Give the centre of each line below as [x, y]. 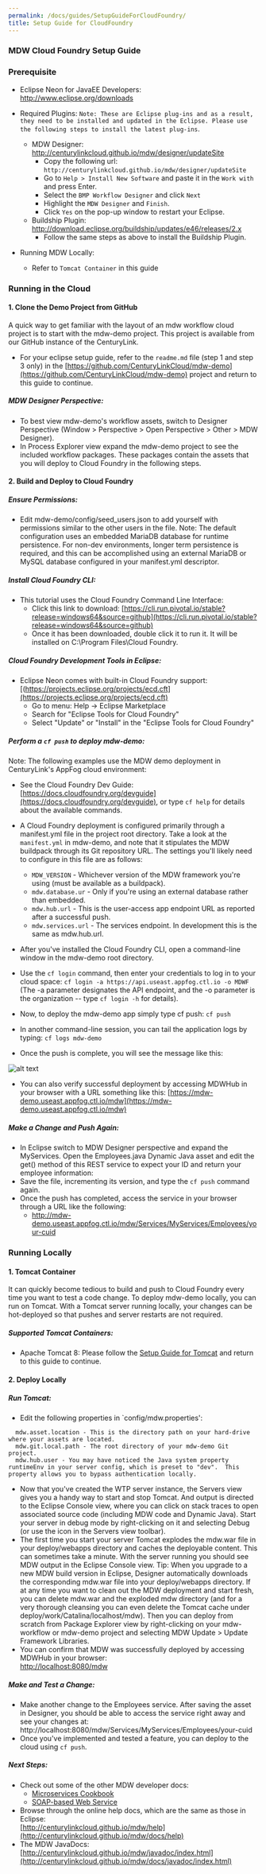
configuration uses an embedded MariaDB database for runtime [124, 537]
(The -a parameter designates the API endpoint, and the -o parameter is [137, 990]
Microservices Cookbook [73, 1793]
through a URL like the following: [73, 1207]
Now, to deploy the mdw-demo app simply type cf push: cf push [125, 1014]
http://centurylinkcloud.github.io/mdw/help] [94, 1827]
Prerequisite [33, 72]
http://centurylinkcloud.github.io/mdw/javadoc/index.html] [118, 1853]
